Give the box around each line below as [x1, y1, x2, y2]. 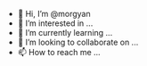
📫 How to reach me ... [17, 47, 101, 57]
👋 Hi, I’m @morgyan [17, 9, 91, 19]
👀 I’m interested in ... [17, 18, 94, 29]
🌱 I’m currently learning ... [17, 28, 113, 37]
